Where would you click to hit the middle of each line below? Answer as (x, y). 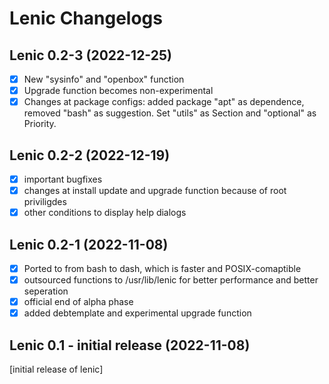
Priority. (40, 124)
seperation (46, 291)
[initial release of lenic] (56, 369)
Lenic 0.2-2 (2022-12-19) (90, 155)
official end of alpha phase (78, 302)
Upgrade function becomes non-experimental (118, 91)
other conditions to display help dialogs (105, 213)
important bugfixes (63, 179)
